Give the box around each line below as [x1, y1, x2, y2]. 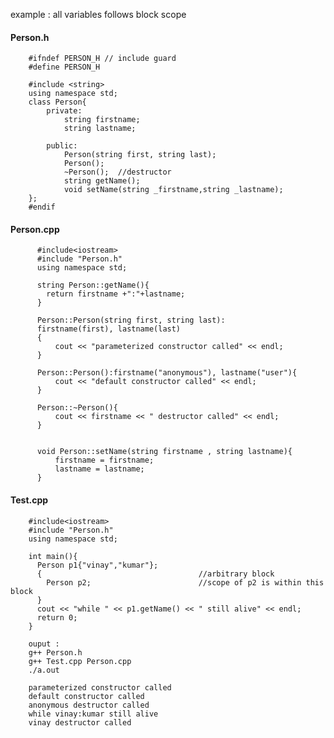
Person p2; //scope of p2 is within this [46, 577, 325, 588]
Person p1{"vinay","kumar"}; [36, 560, 159, 570]
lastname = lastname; [54, 464, 145, 474]
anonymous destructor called [28, 700, 150, 710]
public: [46, 141, 78, 151]
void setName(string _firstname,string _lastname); [63, 185, 284, 195]
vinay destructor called [28, 717, 132, 728]
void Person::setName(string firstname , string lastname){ [36, 447, 293, 457]
